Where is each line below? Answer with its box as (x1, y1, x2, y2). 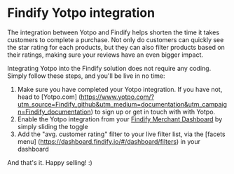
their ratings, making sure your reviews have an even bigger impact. (7, 51, 203, 59)
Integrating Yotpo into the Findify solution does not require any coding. (7, 64, 212, 72)
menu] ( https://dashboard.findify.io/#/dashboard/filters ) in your (17, 137, 201, 145)
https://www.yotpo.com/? (80, 93, 155, 101)
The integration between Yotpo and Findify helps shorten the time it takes (7, 28, 219, 36)
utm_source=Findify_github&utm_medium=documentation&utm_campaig (17, 100, 228, 108)
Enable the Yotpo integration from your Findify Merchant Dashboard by (17, 114, 223, 123)
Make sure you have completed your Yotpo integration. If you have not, (17, 85, 223, 93)
